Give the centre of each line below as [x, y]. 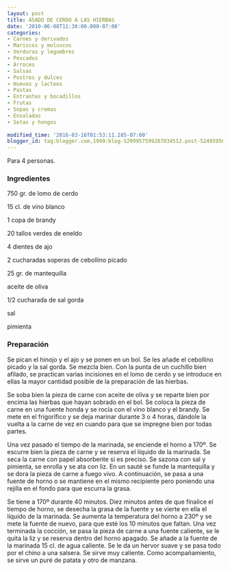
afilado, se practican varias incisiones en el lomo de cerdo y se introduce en [114, 374]
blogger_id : [24, 142]
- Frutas [20, 103]
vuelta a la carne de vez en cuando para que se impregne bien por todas [110, 424]
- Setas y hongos [32, 122]
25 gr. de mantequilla [37, 273]
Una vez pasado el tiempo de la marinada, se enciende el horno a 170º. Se [112, 445]
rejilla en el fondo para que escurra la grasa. [69, 488]
